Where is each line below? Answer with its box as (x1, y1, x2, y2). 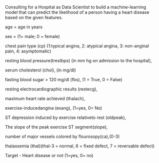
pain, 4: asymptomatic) (5, 48, 52, 54)
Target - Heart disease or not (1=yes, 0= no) (5, 153, 94, 158)
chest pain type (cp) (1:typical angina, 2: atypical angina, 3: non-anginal (5, 43, 149, 48)
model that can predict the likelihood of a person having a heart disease (5, 9, 150, 15)
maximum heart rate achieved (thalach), (5, 95, 85, 101)
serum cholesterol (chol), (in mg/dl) (5, 67, 77, 73)
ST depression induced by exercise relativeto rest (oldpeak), (5, 115, 126, 120)
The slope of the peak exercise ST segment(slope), (5, 124, 108, 130)
